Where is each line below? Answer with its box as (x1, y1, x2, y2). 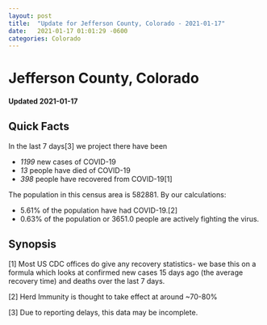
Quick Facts (8, 120, 70, 133)
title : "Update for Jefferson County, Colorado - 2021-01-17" (8, 19, 226, 27)
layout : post (8, 11, 52, 20)
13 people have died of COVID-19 (19, 165, 131, 175)
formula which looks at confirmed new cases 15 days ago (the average (8, 268, 244, 277)
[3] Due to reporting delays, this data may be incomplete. (8, 307, 198, 317)
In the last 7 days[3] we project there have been (8, 141, 168, 150)
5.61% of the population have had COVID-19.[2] (19, 205, 178, 215)
